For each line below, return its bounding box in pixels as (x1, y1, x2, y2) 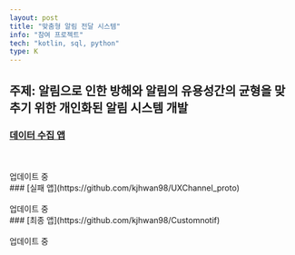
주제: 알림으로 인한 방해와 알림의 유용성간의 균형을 (9, 83, 272, 98)
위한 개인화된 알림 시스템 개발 (34, 100, 189, 115)
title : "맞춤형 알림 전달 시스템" (9, 22, 121, 31)
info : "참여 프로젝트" (9, 30, 84, 39)
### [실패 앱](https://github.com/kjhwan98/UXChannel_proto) (9, 182, 241, 193)
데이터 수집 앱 (9, 129, 66, 142)
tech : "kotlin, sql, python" (9, 38, 120, 48)
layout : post (9, 13, 59, 23)
